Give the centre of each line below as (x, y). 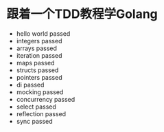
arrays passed (37, 48)
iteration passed (39, 55)
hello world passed (43, 33)
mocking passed (40, 92)
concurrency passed (46, 99)
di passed (30, 85)
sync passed (34, 121)
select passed (36, 107)
